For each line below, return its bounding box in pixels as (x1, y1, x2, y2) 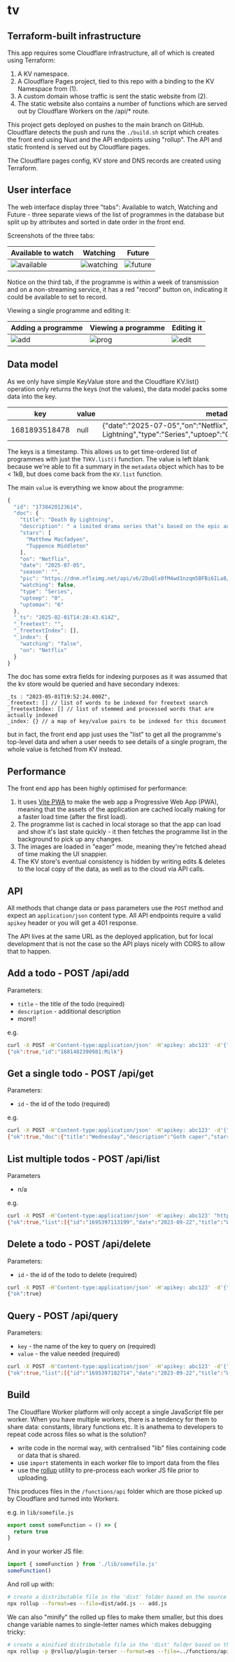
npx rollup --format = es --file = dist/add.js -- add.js (7, 1600, 168, 1607)
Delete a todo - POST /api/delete (7, 1238, 152, 1250)
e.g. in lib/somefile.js (7, 1508, 74, 1516)
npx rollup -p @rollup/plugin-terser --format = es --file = (7, 1647, 180, 1655)
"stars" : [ (20, 529, 52, 536)
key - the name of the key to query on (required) (17, 1342, 156, 1351)
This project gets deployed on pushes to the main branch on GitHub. (7, 121, 205, 128)
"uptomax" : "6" (20, 601, 64, 608)
